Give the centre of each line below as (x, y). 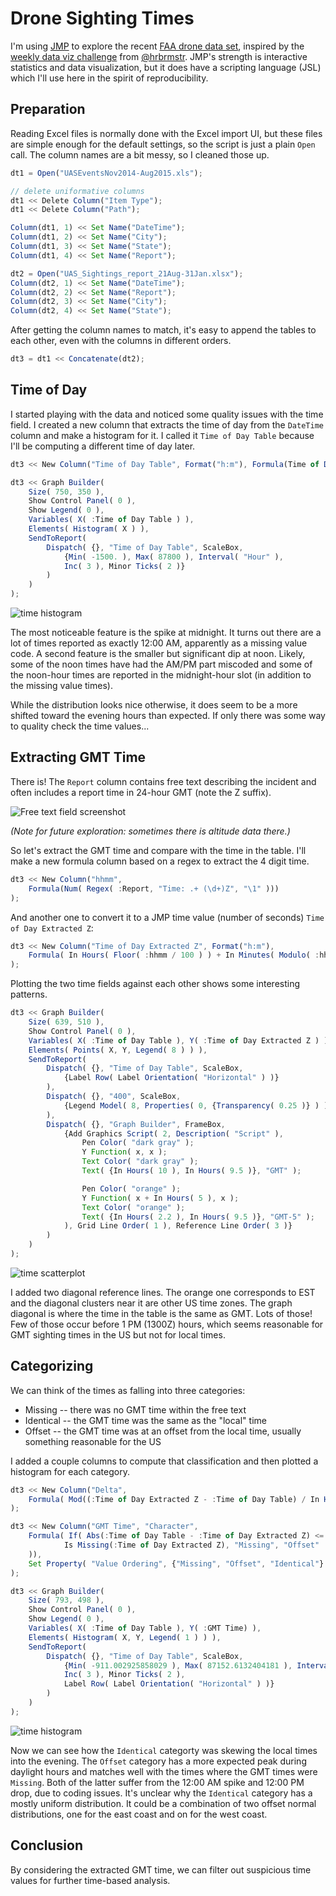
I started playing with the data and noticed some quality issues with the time (167, 414)
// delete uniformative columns (77, 191)
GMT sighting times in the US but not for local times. (118, 1334)
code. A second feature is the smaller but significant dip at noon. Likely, (158, 654)
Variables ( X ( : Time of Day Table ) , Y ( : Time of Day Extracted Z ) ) (178, 1040)
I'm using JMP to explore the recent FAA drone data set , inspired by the (157, 46)
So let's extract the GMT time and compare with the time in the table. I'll (158, 850)
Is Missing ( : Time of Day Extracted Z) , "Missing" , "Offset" (191, 1545)
